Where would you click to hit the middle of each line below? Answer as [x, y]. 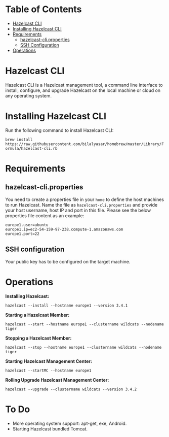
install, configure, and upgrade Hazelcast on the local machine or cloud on [83, 90]
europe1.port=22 [22, 234]
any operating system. [29, 95]
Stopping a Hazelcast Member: [38, 338]
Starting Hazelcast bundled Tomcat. [50, 429]
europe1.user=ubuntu [27, 225]
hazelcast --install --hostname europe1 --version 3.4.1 [67, 306]
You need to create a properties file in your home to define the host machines [85, 199]
